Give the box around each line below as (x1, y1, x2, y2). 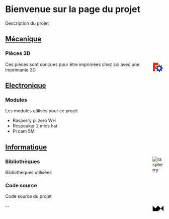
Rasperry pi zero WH (12, 117, 56, 124)
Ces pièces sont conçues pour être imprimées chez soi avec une (5, 61, 140, 67)
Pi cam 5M (12, 128, 35, 134)
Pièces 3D (5, 50, 31, 57)
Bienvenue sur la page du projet (5, 4, 141, 15)
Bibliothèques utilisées (5, 170, 52, 175)
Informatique (5, 142, 47, 152)
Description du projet (5, 20, 49, 26)
